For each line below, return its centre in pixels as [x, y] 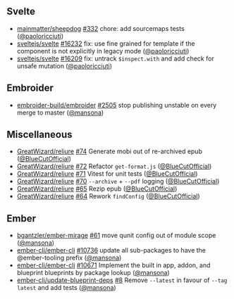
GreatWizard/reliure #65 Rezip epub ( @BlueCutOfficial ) [97, 189]
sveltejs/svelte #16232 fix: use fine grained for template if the [106, 43]
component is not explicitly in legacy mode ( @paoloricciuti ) [103, 51]
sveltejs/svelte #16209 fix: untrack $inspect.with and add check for [115, 58]
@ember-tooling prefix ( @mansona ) [69, 258]
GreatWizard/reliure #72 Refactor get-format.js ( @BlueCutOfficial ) [114, 166]
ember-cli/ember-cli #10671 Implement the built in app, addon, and [113, 265]
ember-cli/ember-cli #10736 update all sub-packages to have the [111, 250]
